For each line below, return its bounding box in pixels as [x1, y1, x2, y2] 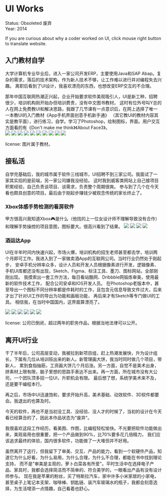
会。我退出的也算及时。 [5, 397, 53, 403]
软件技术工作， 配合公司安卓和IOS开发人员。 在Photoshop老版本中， [13, 281, 155, 287]
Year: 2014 [5, 25, 27, 31]
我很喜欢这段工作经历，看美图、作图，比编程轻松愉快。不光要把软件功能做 [5, 425, 158, 431]
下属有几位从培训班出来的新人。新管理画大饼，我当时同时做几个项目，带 [13, 356, 162, 362]
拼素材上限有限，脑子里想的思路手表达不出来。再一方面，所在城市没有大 [5, 369, 153, 375]
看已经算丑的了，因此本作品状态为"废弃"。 [5, 414, 92, 420]
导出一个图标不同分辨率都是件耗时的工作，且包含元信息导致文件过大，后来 [9, 287, 162, 293]
